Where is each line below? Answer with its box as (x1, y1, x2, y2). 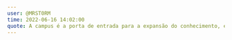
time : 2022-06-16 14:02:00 (7, 16, 85, 23)
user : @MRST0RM (7, 9, 51, 17)
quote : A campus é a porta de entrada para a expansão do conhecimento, (7, 22, 221, 29)
